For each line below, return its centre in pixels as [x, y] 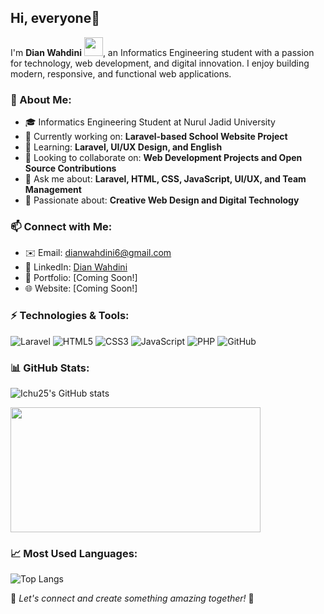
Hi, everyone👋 [55, 18]
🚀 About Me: [41, 99]
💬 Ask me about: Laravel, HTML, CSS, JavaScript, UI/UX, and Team [165, 179]
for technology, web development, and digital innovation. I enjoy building [160, 63]
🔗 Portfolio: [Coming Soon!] [81, 278]
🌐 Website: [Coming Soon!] [81, 288]
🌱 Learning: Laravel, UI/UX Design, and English [123, 147]
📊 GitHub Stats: [50, 368]
